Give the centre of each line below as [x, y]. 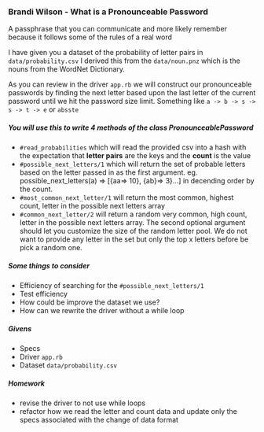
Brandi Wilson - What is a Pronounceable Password [108, 12]
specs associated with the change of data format [99, 420]
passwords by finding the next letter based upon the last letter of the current [132, 93]
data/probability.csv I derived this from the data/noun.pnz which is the [125, 61]
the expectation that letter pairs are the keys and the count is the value [135, 156]
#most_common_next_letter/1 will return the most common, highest [126, 198]
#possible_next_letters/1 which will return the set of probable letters [132, 164]
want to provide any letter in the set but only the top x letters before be [134, 239]
